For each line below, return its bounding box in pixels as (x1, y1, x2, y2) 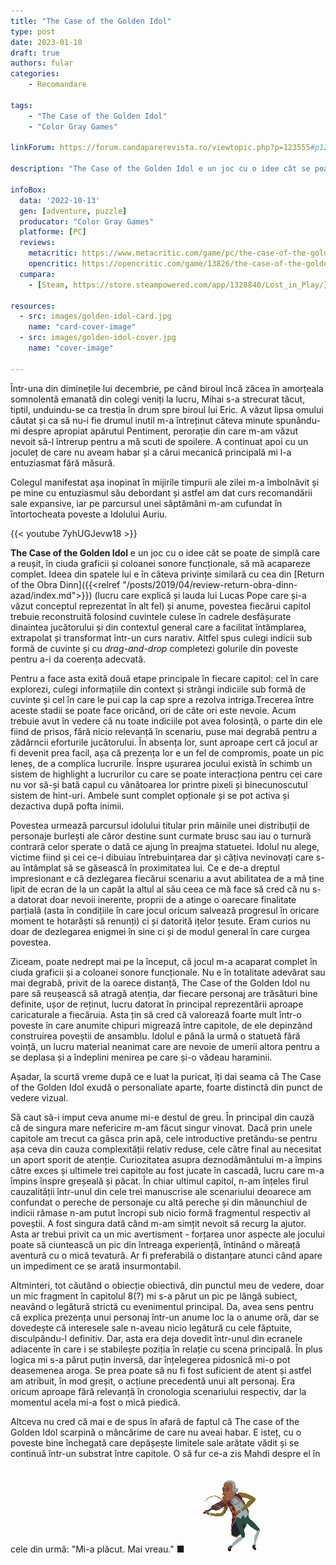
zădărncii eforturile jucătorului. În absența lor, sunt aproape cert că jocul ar (10, 736, 318, 748)
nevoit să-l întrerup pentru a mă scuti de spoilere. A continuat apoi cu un (10, 435, 309, 447)
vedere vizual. (10, 1091, 69, 1104)
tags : (10, 100, 33, 110)
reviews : (19, 238, 56, 248)
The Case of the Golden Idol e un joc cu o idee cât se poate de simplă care (10, 546, 321, 559)
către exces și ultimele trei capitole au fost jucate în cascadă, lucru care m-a (10, 1164, 325, 1176)
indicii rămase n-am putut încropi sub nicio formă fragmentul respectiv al (10, 1206, 311, 1219)
